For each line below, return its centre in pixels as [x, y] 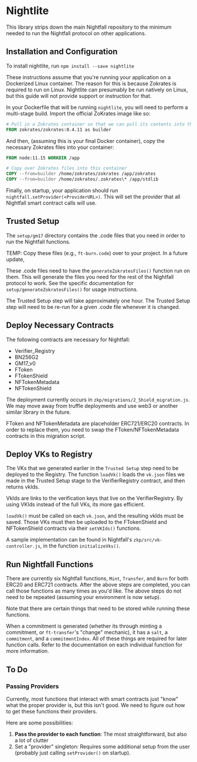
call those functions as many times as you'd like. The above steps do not [94, 591]
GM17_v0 [25, 363]
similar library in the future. [39, 412]
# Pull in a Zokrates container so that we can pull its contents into [95, 124]
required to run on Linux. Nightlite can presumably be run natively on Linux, [97, 90]
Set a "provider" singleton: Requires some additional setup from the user [102, 746]
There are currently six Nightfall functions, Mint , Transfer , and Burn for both [97, 579]
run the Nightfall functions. [38, 241]
